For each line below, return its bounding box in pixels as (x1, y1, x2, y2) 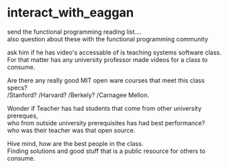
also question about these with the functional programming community (7, 34, 209, 43)
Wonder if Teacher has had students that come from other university (7, 104, 202, 112)
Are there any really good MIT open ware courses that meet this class (7, 76, 205, 84)
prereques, (7, 112, 39, 120)
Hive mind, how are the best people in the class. (7, 139, 144, 147)
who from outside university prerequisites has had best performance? (7, 118, 205, 127)
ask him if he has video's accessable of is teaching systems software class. (7, 48, 222, 56)
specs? (7, 83, 28, 92)
